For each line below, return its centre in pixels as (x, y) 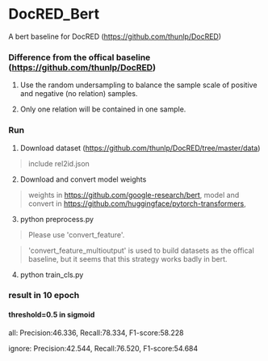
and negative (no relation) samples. (79, 94)
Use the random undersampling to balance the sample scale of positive (138, 85)
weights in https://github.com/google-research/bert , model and (134, 195)
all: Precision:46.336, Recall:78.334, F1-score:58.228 (96, 333)
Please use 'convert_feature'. (76, 234)
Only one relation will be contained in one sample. (103, 109)
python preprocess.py (57, 219)
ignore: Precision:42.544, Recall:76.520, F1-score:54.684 (103, 348)
